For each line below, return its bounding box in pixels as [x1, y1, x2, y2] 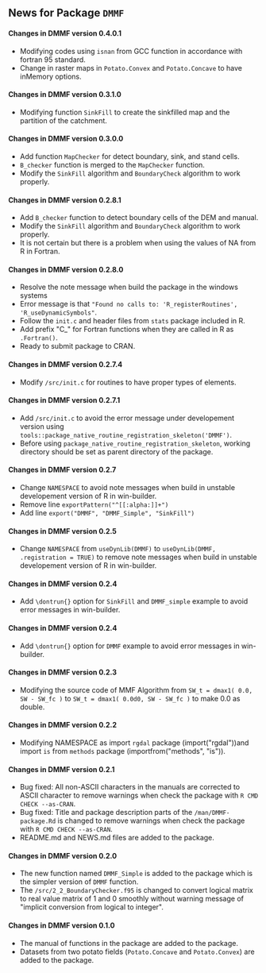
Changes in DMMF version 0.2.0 [8, 851, 118, 860]
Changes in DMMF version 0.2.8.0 [8, 264, 124, 274]
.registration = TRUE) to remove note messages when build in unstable [19, 552, 257, 562]
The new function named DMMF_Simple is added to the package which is [19, 869, 253, 878]
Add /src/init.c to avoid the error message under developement [19, 413, 235, 423]
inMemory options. [19, 71, 82, 81]
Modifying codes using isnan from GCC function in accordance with [19, 46, 243, 56]
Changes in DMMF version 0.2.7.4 [8, 360, 123, 369]
